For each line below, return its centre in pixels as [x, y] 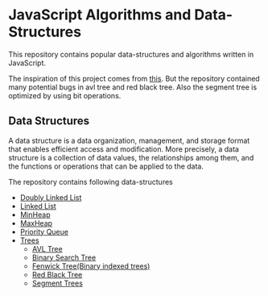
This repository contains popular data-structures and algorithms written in [131, 54]
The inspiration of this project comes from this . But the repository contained [134, 78]
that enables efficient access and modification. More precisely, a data [124, 149]
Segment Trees [57, 283]
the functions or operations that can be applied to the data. [106, 166]
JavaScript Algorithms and [100, 15]
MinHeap [35, 215]
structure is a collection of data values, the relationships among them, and [131, 157]
